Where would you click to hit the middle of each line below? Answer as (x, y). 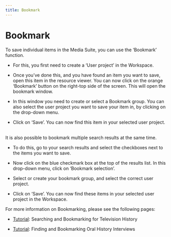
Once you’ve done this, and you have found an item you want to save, (87, 75)
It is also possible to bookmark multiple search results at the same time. (81, 137)
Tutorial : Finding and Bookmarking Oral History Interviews (74, 229)
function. (15, 55)
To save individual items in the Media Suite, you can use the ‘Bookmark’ (81, 50)
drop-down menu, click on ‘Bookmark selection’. (64, 168)
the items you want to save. (42, 153)
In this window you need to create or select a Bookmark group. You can (88, 101)
